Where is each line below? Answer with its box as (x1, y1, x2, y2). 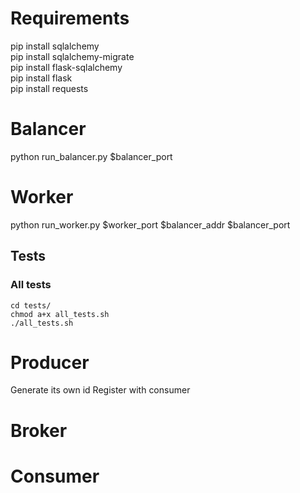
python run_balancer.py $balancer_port (10, 150, 173, 162)
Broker (10, 419, 68, 442)
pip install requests (10, 82, 89, 94)
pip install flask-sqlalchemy (10, 61, 123, 73)
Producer (10, 351, 90, 374)
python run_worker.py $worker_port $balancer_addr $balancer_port (10, 218, 291, 231)
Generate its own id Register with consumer (10, 384, 191, 396)
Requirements (10, 7, 130, 30)
